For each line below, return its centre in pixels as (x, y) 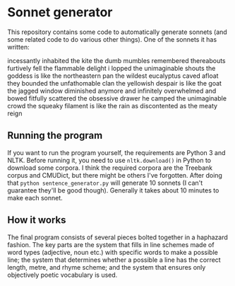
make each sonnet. (35, 198)
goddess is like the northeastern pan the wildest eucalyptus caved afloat (113, 76)
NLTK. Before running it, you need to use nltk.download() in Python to (109, 160)
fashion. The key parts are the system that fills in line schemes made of (111, 244)
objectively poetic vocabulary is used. (62, 275)
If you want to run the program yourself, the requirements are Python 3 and (116, 152)
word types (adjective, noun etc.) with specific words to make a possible (113, 252)
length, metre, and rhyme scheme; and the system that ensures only (107, 267)
